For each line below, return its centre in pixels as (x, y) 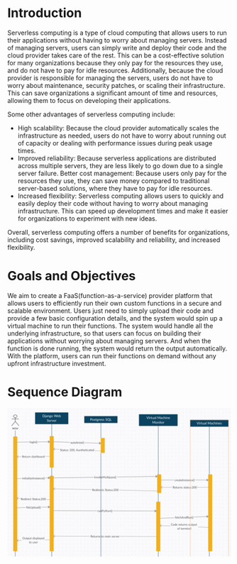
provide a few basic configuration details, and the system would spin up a (115, 318)
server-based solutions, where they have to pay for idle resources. (115, 188)
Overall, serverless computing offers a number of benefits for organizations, (118, 232)
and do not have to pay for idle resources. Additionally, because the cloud (115, 70)
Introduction (45, 13)
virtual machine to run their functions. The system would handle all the (110, 326)
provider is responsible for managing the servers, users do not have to (110, 78)
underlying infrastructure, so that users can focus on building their (104, 333)
